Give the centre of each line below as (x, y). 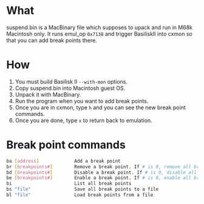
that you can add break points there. (52, 40)
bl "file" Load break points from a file (80, 195)
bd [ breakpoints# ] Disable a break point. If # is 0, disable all (102, 172)
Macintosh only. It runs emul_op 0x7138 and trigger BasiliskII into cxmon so (99, 33)
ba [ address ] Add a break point (63, 161)
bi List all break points (69, 184)
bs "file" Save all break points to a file (83, 189)
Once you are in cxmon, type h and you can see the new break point (100, 107)
